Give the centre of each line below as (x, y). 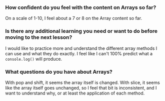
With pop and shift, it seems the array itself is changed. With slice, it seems (82, 82)
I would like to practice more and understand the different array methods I (81, 48)
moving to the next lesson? (39, 37)
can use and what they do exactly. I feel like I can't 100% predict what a (79, 53)
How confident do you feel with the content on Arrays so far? (81, 7)
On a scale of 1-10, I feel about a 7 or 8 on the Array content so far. (74, 18)
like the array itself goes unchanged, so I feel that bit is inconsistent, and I (81, 88)
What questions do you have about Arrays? (59, 72)
